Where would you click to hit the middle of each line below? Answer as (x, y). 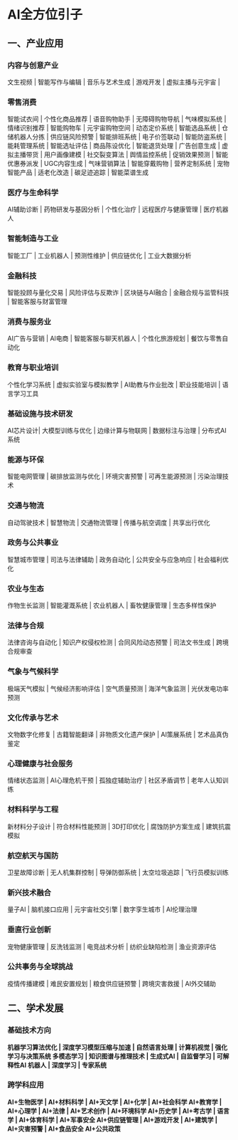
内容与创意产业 (33, 65)
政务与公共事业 (33, 543)
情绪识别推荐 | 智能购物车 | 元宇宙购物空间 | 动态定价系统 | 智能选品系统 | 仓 (118, 128)
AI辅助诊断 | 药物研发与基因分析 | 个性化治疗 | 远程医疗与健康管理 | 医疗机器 (118, 209)
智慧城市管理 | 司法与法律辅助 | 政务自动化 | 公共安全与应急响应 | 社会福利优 (118, 559)
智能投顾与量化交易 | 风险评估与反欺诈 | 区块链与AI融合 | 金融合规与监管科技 (118, 293)
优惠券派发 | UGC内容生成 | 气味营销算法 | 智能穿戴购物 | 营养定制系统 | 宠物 (118, 164)
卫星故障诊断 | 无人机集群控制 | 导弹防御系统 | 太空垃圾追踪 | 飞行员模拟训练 (118, 872)
